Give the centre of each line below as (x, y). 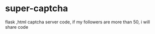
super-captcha (37, 8)
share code (17, 27)
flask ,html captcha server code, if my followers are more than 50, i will (77, 22)
